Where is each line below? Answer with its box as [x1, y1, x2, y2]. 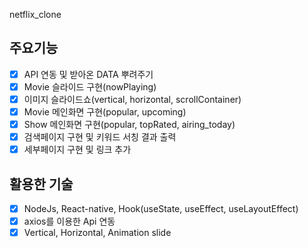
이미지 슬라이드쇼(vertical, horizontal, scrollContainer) [23, 93, 242, 105]
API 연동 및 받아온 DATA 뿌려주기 [23, 68, 154, 80]
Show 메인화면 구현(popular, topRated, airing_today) [23, 119, 236, 131]
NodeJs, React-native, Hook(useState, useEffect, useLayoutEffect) [23, 203, 299, 215]
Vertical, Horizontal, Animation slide [23, 227, 172, 239]
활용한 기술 [9, 175, 74, 193]
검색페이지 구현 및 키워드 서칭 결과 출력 [23, 131, 177, 143]
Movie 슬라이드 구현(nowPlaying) [23, 80, 157, 93]
